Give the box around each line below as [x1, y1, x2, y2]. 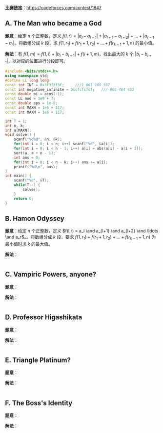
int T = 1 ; [5, 119, 27, 124]
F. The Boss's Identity [5, 399, 73, 407]
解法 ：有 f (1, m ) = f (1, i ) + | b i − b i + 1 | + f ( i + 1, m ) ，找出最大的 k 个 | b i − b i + [5, 51, 152, 58]
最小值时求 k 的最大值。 [5, 241, 53, 247]
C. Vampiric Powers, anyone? [5, 270, 97, 279]
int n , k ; [5, 123, 25, 128]
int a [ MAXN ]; [5, 127, 32, 133]
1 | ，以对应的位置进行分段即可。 [5, 58, 68, 65]
